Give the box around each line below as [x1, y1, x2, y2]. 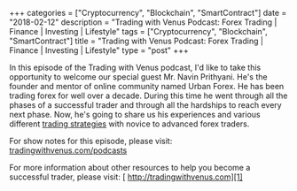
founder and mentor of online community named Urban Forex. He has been [9, 81, 285, 91]
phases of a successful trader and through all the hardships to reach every [9, 100, 282, 110]
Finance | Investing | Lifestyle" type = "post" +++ [9, 45, 189, 56]
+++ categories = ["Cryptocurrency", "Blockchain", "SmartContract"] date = [9, 8, 287, 18]
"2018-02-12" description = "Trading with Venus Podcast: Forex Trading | [9, 17, 277, 27]
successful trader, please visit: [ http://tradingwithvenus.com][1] [9, 172, 244, 182]
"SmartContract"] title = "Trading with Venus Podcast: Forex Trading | [9, 35, 264, 46]
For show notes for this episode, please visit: [9, 136, 173, 146]
